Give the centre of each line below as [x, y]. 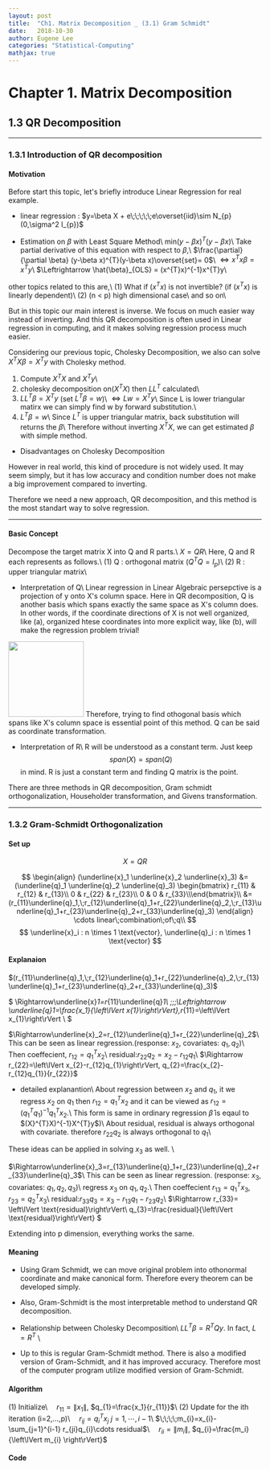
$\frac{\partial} [218, 249]
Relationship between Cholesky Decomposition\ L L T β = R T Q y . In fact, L [138, 1327]
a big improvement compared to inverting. [78, 483]
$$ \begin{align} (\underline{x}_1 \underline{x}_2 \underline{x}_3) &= [135, 877]
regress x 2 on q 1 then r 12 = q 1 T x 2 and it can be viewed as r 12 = [123, 1101]
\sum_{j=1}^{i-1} [35, 1429]
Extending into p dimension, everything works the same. [102, 1233]
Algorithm [25, 1389]
